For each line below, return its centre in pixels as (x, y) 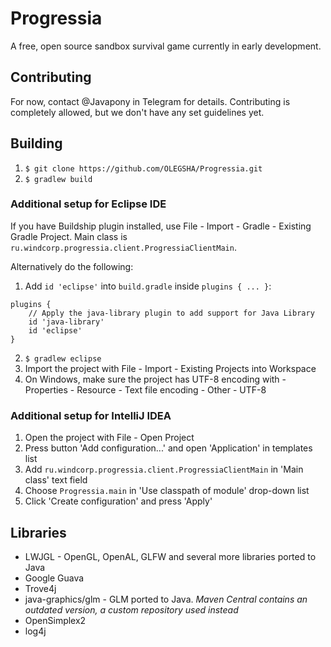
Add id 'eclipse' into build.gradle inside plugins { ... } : (148, 286)
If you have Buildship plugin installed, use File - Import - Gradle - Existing (161, 226)
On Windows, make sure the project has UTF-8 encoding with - (155, 379)
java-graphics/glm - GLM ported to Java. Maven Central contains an (166, 599)
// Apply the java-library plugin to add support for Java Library (171, 313)
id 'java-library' (66, 322)
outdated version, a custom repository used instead (131, 609)
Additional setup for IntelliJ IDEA (91, 415)
